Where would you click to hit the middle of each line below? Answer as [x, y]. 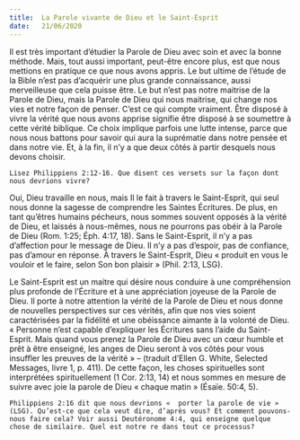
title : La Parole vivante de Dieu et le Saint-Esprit [114, 18]
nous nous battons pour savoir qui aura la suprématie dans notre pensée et [148, 137]
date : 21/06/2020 [46, 26]
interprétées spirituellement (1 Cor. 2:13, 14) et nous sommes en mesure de [148, 377]
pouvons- [275, 411]
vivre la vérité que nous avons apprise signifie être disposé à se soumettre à [150, 119]
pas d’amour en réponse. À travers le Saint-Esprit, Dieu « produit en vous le [149, 255]
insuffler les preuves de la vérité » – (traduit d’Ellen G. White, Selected [138, 358]
